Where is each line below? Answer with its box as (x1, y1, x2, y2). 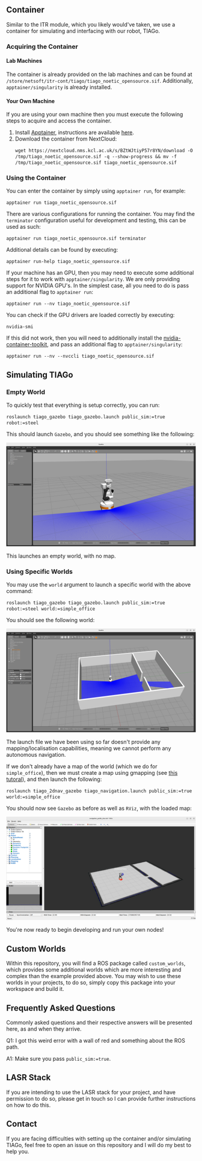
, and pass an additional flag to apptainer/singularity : (47, 341, 183, 348)
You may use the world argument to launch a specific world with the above (6, 581, 191, 588)
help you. (6, 1148, 29, 1155)
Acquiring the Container (6, 42, 78, 51)
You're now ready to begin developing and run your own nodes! (6, 926, 164, 934)
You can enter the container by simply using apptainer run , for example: (6, 187, 186, 195)
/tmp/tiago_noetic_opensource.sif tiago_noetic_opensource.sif (14, 160, 177, 166)
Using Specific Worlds (6, 567, 73, 576)
